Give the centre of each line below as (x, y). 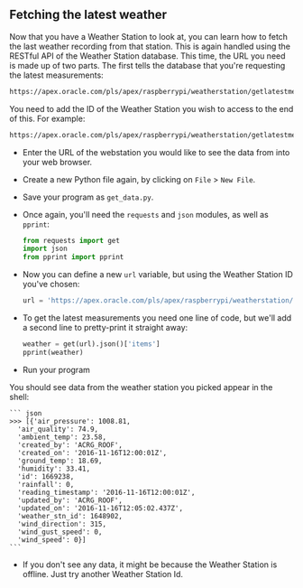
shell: (19, 397)
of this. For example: (47, 118)
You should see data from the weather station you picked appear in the (141, 387)
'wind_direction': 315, (62, 524)
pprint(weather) (53, 352)
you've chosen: (51, 285)
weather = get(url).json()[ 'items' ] (91, 344)
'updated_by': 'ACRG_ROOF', (70, 500)
